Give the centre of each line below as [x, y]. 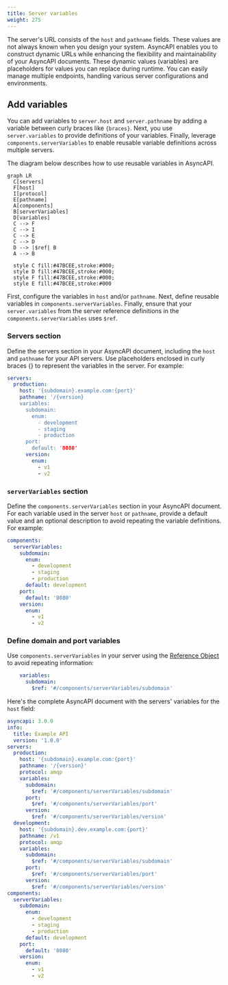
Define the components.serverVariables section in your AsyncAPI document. [115, 506]
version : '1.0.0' [38, 740]
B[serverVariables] [41, 212]
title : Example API [41, 734]
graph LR [20, 176]
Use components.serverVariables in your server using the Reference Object [113, 656]
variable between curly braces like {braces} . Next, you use [90, 128]
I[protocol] [30, 194]
